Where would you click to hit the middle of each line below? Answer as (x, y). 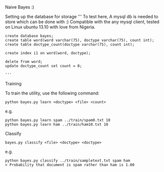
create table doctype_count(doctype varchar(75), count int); (70, 45)
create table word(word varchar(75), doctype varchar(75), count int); (80, 40)
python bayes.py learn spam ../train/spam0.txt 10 (58, 120)
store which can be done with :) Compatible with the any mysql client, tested (82, 22)
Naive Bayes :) (20, 7)
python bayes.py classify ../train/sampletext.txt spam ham (68, 161)
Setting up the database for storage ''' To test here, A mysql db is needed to (82, 16)
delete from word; (24, 62)
